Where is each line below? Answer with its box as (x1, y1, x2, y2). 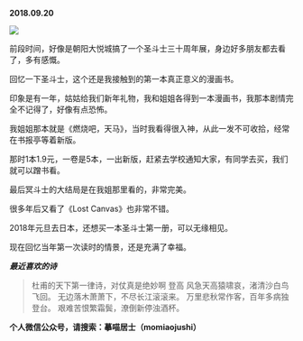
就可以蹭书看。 (9, 165, 65, 175)
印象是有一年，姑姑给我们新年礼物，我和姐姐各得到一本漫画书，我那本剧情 (9, 93, 286, 103)
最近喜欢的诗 (9, 261, 57, 272)
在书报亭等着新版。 (9, 134, 81, 145)
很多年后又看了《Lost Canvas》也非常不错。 (9, 203, 174, 214)
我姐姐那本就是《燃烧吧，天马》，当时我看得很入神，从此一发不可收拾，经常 (9, 124, 290, 134)
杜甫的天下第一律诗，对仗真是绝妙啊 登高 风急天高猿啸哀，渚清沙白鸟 (31, 280, 289, 290)
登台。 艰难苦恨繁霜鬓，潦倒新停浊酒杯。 (31, 302, 185, 313)
